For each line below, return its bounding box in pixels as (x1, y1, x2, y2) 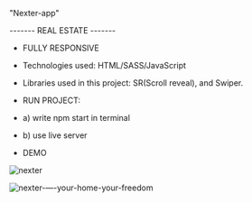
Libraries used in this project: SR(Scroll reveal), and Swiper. (22, 78, 244, 88)
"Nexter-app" (9, 8, 60, 18)
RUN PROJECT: (22, 95, 81, 106)
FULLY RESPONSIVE (22, 42, 99, 53)
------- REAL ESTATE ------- (9, 25, 117, 35)
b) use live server (22, 130, 88, 141)
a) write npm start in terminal (22, 113, 131, 123)
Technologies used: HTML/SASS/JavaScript (22, 60, 187, 70)
